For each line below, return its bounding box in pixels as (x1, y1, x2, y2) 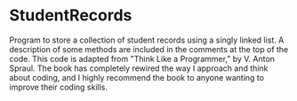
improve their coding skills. (9, 82, 108, 92)
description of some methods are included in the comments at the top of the (9, 43, 289, 54)
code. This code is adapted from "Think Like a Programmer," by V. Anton (9, 53, 276, 64)
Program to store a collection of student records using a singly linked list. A (9, 35, 285, 45)
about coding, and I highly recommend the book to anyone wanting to (9, 72, 265, 82)
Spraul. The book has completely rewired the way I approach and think (9, 63, 269, 74)
